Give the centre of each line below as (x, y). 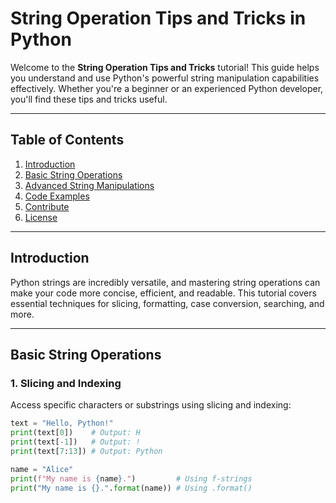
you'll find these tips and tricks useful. (89, 99)
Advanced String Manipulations (89, 185)
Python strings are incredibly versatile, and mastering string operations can (165, 282)
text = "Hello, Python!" (62, 423)
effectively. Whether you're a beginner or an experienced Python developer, (167, 88)
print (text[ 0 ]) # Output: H (75, 433)
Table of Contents (67, 140)
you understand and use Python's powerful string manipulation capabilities (165, 78)
